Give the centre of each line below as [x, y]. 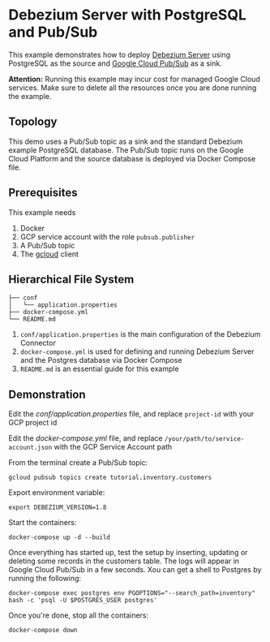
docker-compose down [43, 631]
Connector [38, 343]
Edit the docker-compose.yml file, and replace [86, 438]
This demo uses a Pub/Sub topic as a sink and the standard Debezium [126, 141]
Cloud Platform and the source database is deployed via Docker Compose [132, 158]
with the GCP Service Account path [113, 447]
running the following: [45, 579]
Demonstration [47, 394]
